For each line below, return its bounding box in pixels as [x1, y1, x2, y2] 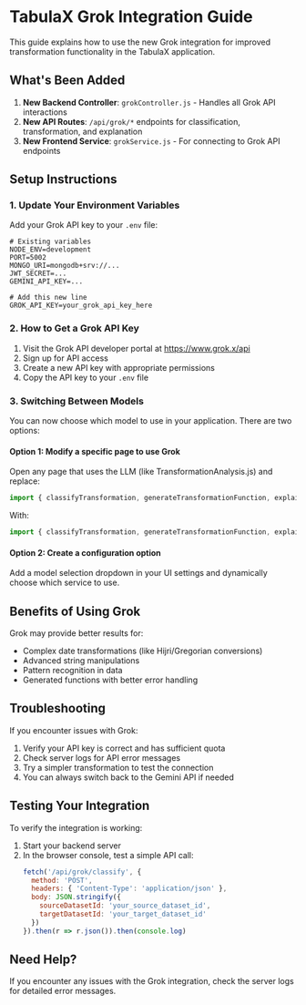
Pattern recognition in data [22, 665, 123, 675]
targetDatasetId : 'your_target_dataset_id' [39, 909, 207, 918]
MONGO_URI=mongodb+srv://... [9, 262, 120, 271]
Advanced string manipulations [22, 655, 140, 666]
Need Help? [9, 952, 77, 968]
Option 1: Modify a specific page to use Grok [9, 446, 180, 456]
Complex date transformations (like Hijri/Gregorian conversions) [22, 645, 263, 656]
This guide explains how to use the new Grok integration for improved [9, 36, 271, 47]
